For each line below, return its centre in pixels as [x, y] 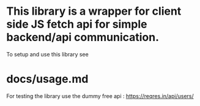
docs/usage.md [47, 79]
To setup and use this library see [47, 54]
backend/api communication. [83, 37]
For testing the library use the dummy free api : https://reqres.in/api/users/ [100, 96]
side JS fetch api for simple [77, 24]
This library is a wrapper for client [94, 11]
